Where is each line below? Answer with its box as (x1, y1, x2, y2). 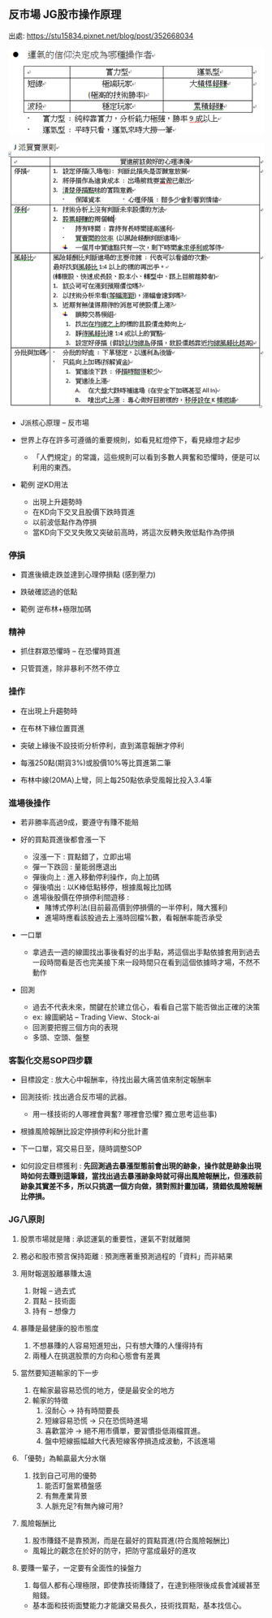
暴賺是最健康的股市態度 (19, 1323, 99, 1333)
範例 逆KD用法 (19, 479, 69, 489)
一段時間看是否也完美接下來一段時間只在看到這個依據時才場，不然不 (32, 957, 261, 967)
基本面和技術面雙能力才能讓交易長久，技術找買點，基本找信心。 (32, 1600, 246, 1610)
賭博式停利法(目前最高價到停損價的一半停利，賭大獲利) (44, 902, 228, 912)
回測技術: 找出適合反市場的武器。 (19, 1092, 132, 1102)
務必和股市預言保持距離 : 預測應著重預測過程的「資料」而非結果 (19, 1251, 233, 1261)
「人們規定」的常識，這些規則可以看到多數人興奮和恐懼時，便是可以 (32, 452, 261, 461)
